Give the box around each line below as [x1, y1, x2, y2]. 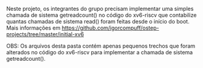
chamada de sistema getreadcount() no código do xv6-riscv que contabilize [6, 11, 197, 19]
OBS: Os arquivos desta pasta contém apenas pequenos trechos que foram [6, 42, 196, 49]
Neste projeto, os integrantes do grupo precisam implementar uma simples [6, 5, 194, 12]
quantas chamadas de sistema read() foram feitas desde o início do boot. [6, 18, 190, 25]
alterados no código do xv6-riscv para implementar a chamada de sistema [6, 49, 193, 56]
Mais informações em [6, 24, 61, 31]
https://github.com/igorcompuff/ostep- [61, 24, 159, 31]
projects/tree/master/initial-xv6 [6, 31, 84, 38]
